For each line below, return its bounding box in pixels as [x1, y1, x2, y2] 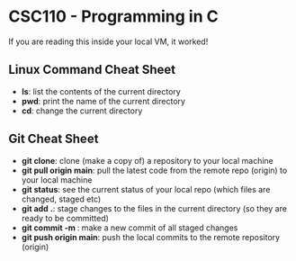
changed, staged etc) [21, 193, 102, 204]
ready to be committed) [21, 212, 110, 223]
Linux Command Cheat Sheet [8, 62, 176, 77]
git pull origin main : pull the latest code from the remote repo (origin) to [21, 165, 288, 175]
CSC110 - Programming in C [8, 6, 219, 27]
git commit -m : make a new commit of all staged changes [21, 222, 238, 233]
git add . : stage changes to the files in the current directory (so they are [21, 202, 287, 213]
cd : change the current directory [21, 105, 143, 116]
